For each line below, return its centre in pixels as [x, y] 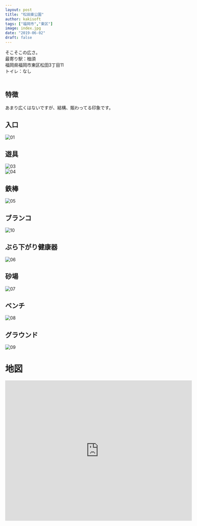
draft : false [19, 38]
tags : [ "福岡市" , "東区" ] [29, 24]
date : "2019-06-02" [25, 33]
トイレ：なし [18, 71]
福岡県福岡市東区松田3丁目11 [35, 65]
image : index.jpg [23, 28]
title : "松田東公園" [24, 14]
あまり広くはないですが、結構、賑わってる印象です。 [59, 107]
